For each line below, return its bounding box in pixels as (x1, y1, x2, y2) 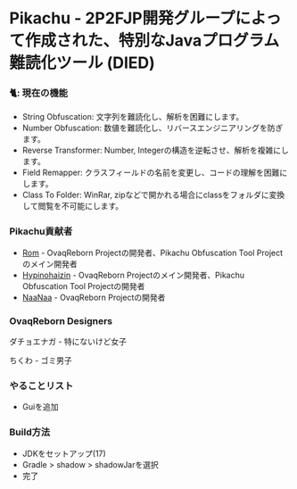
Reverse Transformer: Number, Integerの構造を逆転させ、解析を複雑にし (21, 145, 290, 156)
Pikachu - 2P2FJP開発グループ (9, 8, 235, 29)
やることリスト (9, 380, 74, 392)
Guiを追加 (21, 402, 59, 412)
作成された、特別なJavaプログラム (25, 30, 280, 51)
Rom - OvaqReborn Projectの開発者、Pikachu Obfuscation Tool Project (21, 247, 284, 258)
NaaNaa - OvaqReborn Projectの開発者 (21, 292, 166, 303)
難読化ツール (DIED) (9, 53, 156, 73)
